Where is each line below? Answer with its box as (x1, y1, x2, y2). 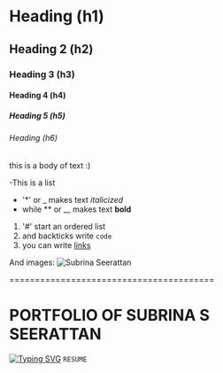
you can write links (21, 239, 91, 250)
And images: (9, 257, 56, 268)
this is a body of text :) (9, 159, 91, 170)
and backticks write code (21, 230, 112, 241)
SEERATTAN (9, 323, 102, 344)
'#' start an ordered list (21, 221, 106, 231)
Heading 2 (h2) (9, 42, 94, 57)
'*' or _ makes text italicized (21, 194, 124, 205)
